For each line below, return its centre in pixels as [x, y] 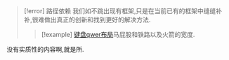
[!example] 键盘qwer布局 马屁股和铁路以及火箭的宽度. [118, 35]
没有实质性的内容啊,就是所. [46, 49]
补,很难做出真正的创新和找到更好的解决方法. [87, 20]
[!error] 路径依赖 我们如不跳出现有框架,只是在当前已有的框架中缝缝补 [123, 11]
